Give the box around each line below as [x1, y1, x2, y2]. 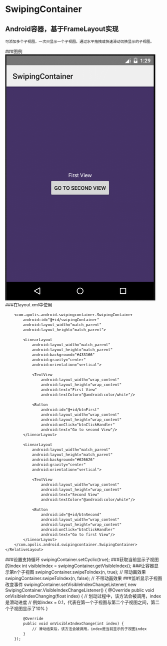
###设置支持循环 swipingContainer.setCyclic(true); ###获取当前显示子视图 [5, 557, 159, 563]
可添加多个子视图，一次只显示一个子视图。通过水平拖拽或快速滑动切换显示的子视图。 [5, 39, 154, 44]
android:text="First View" [40, 387, 97, 392]
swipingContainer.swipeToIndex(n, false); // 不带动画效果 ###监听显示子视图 [5, 576, 162, 581]
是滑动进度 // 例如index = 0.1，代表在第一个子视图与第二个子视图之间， [5, 600, 151, 605]
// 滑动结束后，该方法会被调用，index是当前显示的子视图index [31, 627, 147, 632]
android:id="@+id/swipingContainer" [23, 317, 99, 322]
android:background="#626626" [31, 457, 95, 462]
